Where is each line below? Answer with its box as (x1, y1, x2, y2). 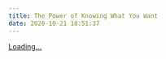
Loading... (8, 41, 42, 51)
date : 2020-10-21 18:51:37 (8, 19, 100, 27)
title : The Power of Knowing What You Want (8, 11, 159, 20)
